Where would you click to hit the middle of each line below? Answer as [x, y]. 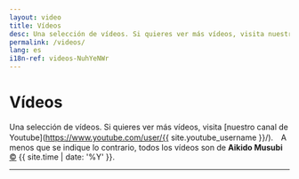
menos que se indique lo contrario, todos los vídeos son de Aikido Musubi [146, 147]
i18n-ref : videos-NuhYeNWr [59, 58]
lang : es [25, 51]
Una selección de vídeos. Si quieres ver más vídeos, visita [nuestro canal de [149, 127]
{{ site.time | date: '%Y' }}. [67, 157]
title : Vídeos [36, 26]
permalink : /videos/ [48, 42]
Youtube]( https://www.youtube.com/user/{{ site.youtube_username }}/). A [148, 137]
